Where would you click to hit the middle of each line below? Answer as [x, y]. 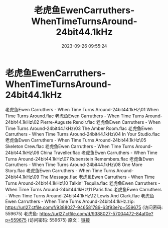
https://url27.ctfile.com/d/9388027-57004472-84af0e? [97, 213]
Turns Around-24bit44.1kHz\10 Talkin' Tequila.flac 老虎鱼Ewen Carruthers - [83, 183]
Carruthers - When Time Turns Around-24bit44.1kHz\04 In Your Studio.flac [83, 134]
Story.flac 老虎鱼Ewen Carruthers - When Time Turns [60, 170]
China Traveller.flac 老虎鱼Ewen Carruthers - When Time [99, 153]
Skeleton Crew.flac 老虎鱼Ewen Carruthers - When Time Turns [70, 146]
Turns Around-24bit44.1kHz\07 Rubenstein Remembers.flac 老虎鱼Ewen [80, 159]
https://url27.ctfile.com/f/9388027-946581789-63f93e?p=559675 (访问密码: [84, 207]
